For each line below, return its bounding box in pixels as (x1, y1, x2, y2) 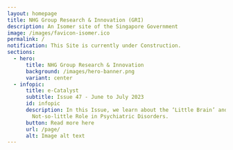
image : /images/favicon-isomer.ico (7, 29, 110, 37)
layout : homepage (7, 10, 58, 17)
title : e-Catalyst (25, 87, 79, 94)
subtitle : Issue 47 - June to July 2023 (25, 94, 144, 101)
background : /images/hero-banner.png (25, 68, 135, 75)
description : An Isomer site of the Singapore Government (7, 23, 178, 30)
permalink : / (7, 36, 45, 43)
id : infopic (25, 100, 60, 107)
